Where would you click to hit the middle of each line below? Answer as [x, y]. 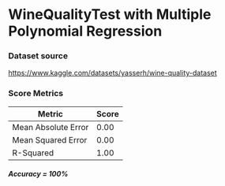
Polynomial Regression [85, 31]
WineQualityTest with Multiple [110, 15]
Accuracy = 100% [38, 174]
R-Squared [33, 153]
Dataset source [38, 56]
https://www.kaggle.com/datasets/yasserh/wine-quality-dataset [112, 73]
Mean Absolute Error [51, 127]
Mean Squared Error [50, 139]
